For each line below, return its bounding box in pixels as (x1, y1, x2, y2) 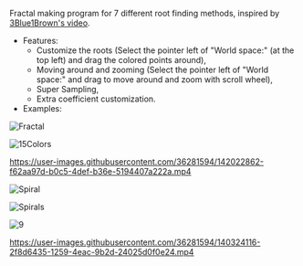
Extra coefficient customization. (36, 93, 157, 104)
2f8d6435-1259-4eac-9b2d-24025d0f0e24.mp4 (9, 247, 194, 257)
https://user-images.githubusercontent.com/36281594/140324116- (9, 237, 261, 248)
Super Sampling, (36, 84, 99, 94)
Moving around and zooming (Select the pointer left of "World (36, 64, 269, 75)
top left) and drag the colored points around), (36, 55, 207, 65)
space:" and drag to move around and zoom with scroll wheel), (36, 74, 274, 85)
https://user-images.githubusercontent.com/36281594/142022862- (9, 156, 265, 167)
